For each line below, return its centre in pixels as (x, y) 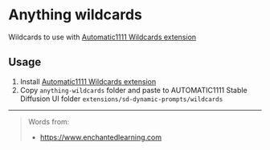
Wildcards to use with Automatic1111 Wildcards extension (102, 37)
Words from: (49, 121)
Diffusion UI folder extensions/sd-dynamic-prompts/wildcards (121, 99)
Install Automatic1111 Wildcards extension (88, 81)
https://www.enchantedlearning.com (101, 137)
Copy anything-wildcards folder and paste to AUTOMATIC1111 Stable (133, 90)
